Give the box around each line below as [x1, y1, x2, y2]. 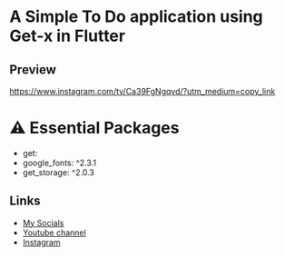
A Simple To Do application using [9, 6, 263, 27]
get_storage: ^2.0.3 [22, 166, 95, 178]
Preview [9, 62, 57, 77]
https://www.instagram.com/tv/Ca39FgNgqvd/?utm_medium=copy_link [9, 86, 276, 96]
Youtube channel [22, 227, 86, 238]
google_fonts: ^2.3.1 [22, 157, 97, 168]
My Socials [22, 217, 64, 228]
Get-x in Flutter [9, 25, 125, 46]
